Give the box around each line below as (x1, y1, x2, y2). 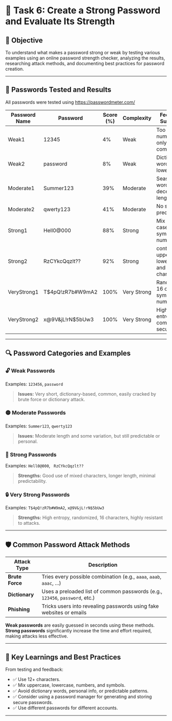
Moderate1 (8, 184, 35, 192)
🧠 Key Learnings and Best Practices (5, 653, 121, 662)
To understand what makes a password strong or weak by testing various (5, 50, 160, 55)
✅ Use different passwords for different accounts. (12, 705, 118, 711)
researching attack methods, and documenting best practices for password (5, 60, 165, 66)
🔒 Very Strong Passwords (5, 491, 70, 499)
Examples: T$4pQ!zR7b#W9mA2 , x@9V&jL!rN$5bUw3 (5, 505, 104, 511)
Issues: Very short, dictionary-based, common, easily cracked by (17, 390, 156, 397)
